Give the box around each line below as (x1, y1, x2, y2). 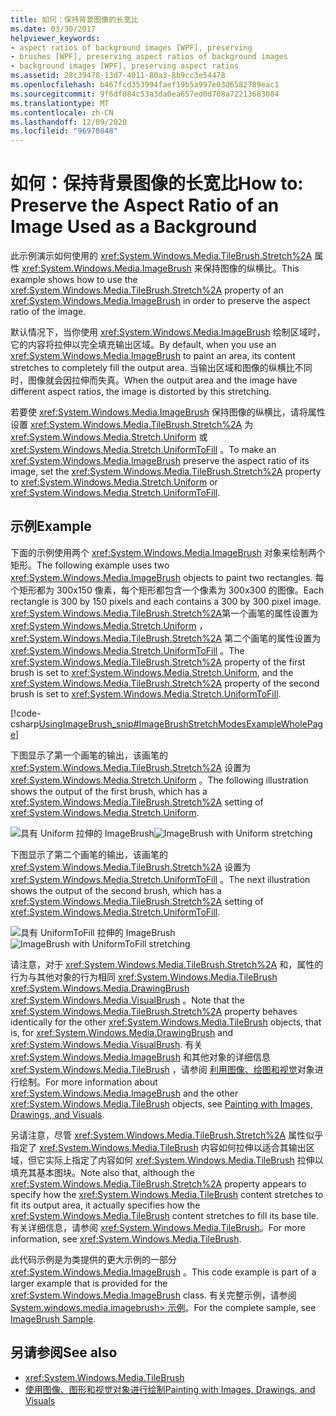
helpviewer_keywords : (10, 33, 101, 43)
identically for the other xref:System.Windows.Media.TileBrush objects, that (10, 1016, 322, 1028)
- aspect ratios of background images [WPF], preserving (10, 42, 253, 53)
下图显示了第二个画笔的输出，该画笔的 (10, 848, 168, 860)
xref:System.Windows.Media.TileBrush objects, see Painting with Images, (10, 1097, 313, 1110)
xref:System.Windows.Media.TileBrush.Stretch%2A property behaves (10, 1005, 298, 1017)
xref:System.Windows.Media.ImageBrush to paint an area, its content (10, 350, 296, 362)
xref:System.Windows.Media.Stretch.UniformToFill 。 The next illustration (10, 873, 311, 885)
